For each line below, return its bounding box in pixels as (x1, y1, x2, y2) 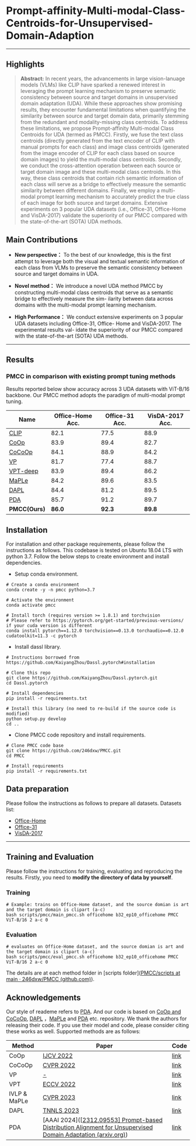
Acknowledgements (6, 993, 81, 1003)
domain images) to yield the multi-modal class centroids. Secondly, (20, 156, 183, 163)
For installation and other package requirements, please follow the (6, 541, 165, 548)
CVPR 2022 (43, 1061, 76, 1069)
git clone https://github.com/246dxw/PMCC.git (6, 748, 121, 754)
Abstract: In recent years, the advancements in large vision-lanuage (20, 75, 185, 82)
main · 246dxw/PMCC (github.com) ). (6, 976, 95, 983)
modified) (6, 711, 30, 717)
